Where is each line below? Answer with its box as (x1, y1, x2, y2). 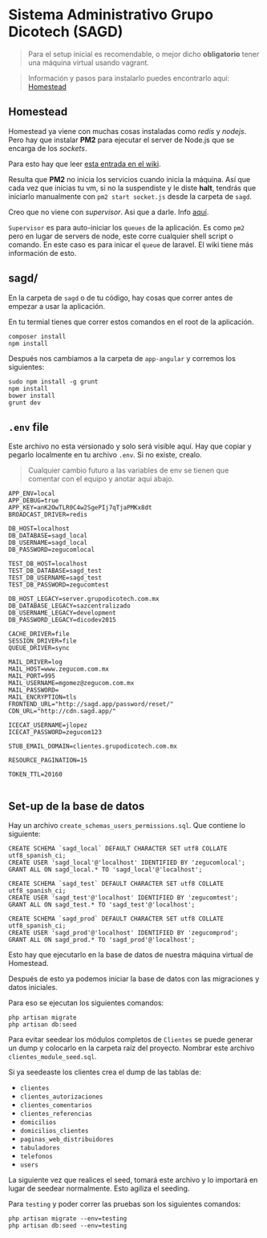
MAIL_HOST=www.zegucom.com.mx (8, 665, 110, 673)
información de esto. (8, 248, 77, 258)
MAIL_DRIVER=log (8, 658, 63, 667)
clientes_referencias (19, 1110, 92, 1118)
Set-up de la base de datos (8, 799, 145, 813)
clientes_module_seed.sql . (8, 1052, 97, 1061)
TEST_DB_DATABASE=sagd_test (8, 567, 103, 575)
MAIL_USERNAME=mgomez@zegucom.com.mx (8, 680, 135, 688)
